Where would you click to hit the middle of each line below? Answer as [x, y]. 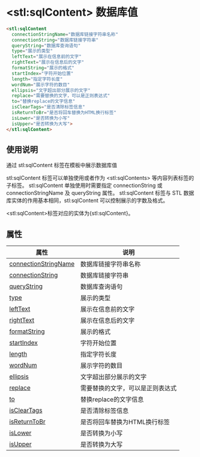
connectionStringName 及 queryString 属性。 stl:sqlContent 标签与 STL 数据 [100, 193]
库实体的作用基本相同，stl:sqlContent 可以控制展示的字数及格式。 [87, 201]
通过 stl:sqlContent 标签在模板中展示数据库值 [62, 165]
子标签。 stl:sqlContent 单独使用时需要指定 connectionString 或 [84, 186]
